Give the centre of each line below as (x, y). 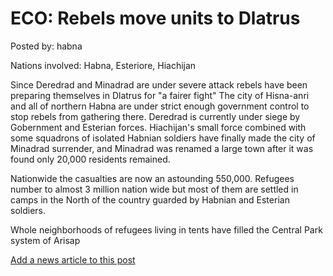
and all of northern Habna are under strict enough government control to (160, 106)
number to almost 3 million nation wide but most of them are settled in (154, 189)
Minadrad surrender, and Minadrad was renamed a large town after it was (162, 148)
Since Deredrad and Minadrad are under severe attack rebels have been (159, 84)
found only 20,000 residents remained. (90, 159)
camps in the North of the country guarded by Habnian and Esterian (150, 199)
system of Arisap (45, 240)
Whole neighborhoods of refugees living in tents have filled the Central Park (166, 229)
